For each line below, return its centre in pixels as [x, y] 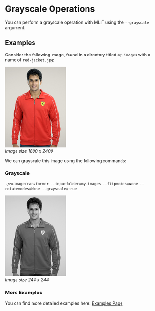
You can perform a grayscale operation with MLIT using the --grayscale [77, 22]
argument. [15, 27]
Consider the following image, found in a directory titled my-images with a [78, 55]
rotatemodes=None [23, 189]
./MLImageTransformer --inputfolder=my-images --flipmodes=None [71, 184]
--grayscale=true [60, 189]
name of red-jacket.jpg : [30, 60]
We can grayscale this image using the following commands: [66, 161]
